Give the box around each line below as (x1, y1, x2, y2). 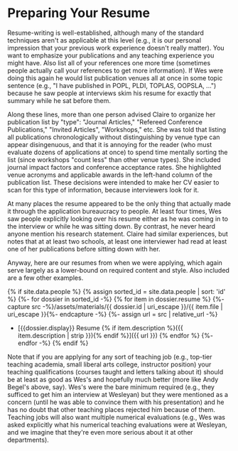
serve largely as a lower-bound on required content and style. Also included (7, 266, 229, 274)
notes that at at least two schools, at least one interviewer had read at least (7, 237, 227, 246)
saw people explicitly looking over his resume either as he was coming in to (7, 214, 229, 223)
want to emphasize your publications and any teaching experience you (7, 51, 215, 60)
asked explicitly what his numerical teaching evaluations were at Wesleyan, (7, 420, 227, 429)
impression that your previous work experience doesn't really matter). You (7, 43, 225, 52)
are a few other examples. (7, 273, 84, 282)
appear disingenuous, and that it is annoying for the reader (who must (7, 140, 212, 148)
